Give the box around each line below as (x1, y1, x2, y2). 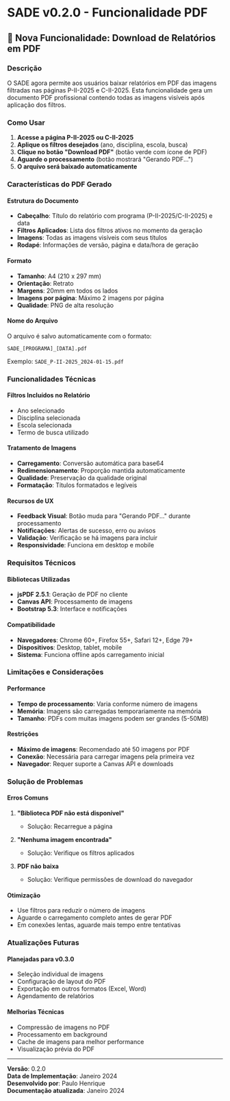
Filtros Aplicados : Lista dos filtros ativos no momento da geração (16, 226, 203, 234)
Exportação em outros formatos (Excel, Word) (16, 985, 147, 993)
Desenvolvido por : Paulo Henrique (7, 1079, 106, 1087)
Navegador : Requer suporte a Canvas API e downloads (16, 759, 174, 768)
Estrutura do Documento (7, 197, 79, 205)
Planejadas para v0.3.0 (7, 954, 75, 963)
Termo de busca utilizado (16, 428, 89, 436)
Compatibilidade (7, 620, 56, 628)
